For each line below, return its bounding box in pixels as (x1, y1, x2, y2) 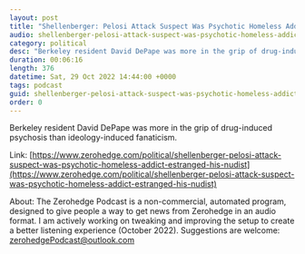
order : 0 (9, 97, 43, 107)
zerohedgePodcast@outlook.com (9, 235, 135, 246)
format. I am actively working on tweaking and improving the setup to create (9, 215, 295, 227)
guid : (9, 89, 30, 98)
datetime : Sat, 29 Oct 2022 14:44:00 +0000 (9, 73, 177, 82)
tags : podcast (9, 81, 64, 90)
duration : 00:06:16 (9, 55, 84, 64)
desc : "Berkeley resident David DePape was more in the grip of (9, 47, 258, 56)
